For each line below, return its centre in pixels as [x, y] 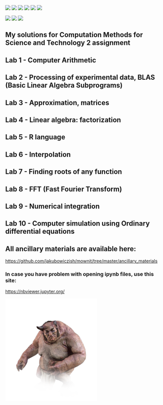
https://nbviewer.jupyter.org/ [35, 292]
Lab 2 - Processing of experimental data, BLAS [80, 77]
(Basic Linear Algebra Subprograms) [64, 86]
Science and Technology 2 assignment [68, 43]
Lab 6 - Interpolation [38, 154]
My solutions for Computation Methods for [74, 35]
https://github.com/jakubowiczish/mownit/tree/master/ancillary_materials [81, 261]
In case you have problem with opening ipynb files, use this [80, 274]
